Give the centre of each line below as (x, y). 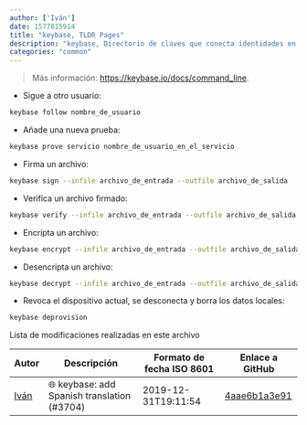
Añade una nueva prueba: (71, 130)
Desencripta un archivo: (68, 267)
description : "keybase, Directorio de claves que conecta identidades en (153, 43)
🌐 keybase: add (82, 385)
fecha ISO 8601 (180, 369)
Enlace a (259, 357)
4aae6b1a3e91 (258, 396)
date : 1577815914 (42, 27)
